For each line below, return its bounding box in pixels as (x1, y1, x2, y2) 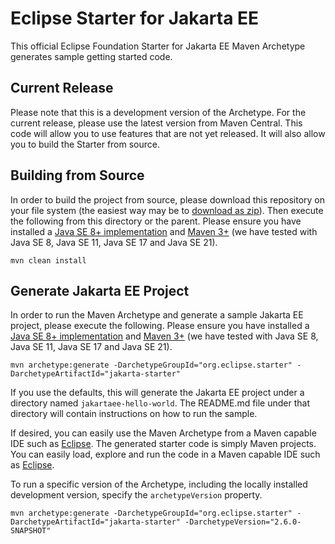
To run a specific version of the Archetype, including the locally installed (10, 478, 308, 491)
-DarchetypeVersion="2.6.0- (184, 517, 302, 527)
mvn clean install (10, 255, 87, 266)
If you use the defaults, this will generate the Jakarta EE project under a (10, 387, 305, 399)
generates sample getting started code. (10, 50, 173, 62)
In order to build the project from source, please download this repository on (10, 193, 326, 206)
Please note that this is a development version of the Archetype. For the (10, 106, 307, 118)
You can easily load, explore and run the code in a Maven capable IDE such (10, 448, 321, 461)
